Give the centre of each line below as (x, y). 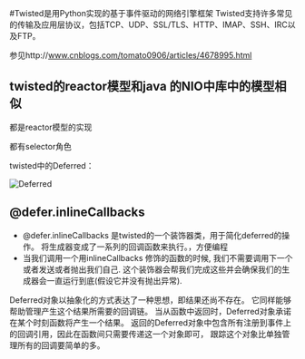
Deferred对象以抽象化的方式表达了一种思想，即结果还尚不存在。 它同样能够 (151, 300)
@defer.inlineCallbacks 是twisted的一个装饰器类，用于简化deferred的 (152, 235)
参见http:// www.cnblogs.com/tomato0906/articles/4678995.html (131, 55)
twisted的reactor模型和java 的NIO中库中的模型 (142, 87)
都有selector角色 (41, 146)
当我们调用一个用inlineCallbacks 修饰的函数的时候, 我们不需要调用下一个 (157, 257)
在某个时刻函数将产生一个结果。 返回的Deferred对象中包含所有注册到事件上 (151, 322)
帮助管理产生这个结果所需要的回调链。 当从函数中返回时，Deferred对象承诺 (151, 311)
